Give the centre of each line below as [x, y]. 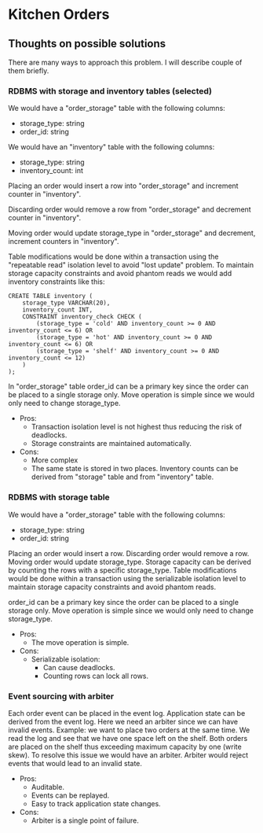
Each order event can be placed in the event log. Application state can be [127, 713]
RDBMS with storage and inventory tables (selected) [110, 90]
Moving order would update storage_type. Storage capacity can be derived [130, 562]
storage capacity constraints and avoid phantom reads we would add [120, 274]
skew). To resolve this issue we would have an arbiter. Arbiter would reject [128, 755]
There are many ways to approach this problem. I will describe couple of [125, 62]
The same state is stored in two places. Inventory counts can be [135, 469]
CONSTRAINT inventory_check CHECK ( [82, 317]
